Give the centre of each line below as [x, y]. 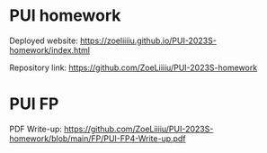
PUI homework [65, 16]
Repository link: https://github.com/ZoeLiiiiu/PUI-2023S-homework [133, 67]
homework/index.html [49, 49]
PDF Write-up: [36, 129]
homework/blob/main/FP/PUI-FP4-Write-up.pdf [98, 138]
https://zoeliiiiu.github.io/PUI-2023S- [148, 40]
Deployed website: [44, 40]
